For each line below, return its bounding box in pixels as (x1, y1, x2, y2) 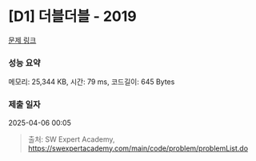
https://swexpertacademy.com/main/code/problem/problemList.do (27, 143, 249, 153)
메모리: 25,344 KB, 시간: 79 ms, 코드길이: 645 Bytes (8, 77, 175, 87)
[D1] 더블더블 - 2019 (8, 7, 138, 26)
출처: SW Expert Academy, (27, 134, 115, 144)
